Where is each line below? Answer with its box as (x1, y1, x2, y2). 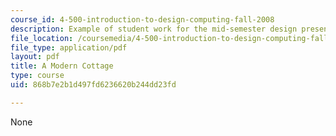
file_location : (10, 33, 74, 43)
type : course (10, 71, 65, 81)
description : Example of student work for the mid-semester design (10, 24, 298, 34)
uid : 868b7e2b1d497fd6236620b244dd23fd (10, 80, 177, 90)
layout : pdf (10, 52, 60, 62)
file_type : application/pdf (10, 42, 128, 53)
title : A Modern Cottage (10, 61, 114, 71)
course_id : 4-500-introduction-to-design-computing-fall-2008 (10, 14, 275, 25)
